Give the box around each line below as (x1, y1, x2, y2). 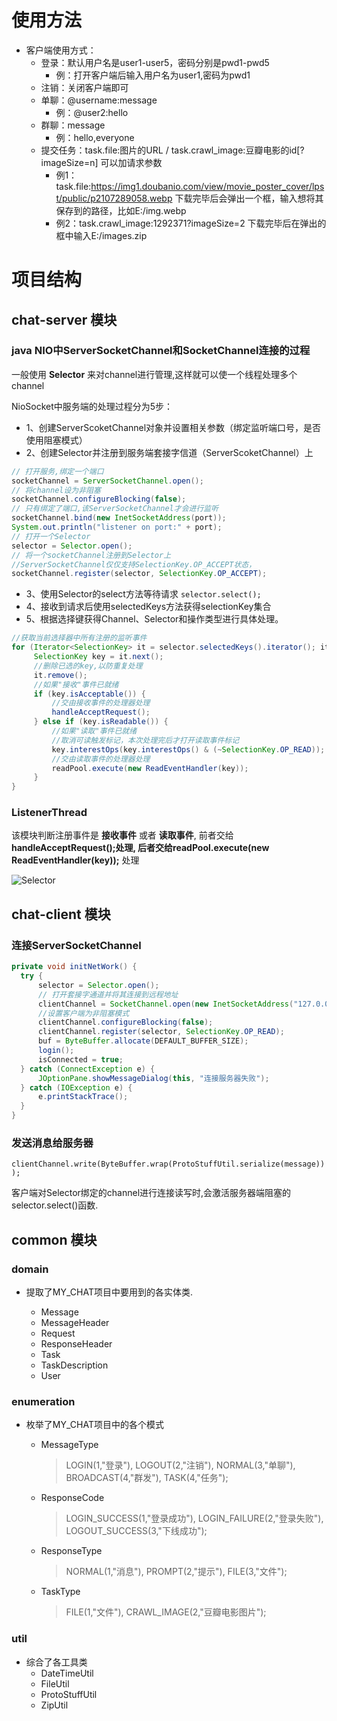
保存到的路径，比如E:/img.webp (55, 204, 187, 216)
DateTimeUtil (40, 1667, 94, 1679)
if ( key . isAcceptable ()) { (33, 689, 146, 699)
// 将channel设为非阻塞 (11, 485, 101, 495)
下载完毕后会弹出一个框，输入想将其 (174, 192, 324, 204)
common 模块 (11, 1231, 98, 1248)
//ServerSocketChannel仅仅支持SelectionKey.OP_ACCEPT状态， (11, 559, 257, 570)
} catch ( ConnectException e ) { (20, 1064, 156, 1074)
